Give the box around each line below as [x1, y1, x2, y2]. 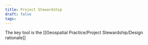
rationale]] [5, 35, 26, 41]
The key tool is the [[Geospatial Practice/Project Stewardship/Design [5, 30, 143, 36]
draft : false [5, 12, 32, 17]
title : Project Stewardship [5, 7, 63, 12]
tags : [5, 16, 16, 21]
